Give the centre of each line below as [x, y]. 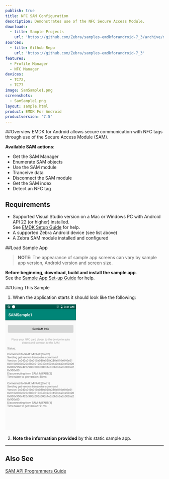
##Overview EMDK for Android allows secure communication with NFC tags [84, 132]
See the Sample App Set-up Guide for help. [50, 278]
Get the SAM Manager [35, 156]
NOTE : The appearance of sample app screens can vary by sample [87, 257]
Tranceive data [28, 173]
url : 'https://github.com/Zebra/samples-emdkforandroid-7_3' [79, 53]
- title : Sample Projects [37, 32]
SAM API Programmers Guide [36, 471]
